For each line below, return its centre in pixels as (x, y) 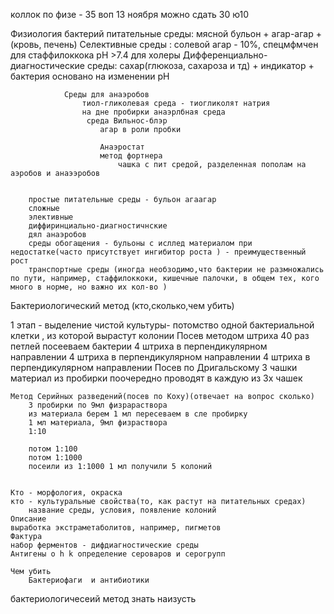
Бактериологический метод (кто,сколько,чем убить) (122, 305)
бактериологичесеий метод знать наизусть (103, 598)
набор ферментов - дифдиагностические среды (104, 545)
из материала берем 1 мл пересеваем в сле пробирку (138, 414)
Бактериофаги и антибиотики (89, 580)
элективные (51, 217)
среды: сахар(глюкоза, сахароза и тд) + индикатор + (200, 65)
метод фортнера (131, 156)
